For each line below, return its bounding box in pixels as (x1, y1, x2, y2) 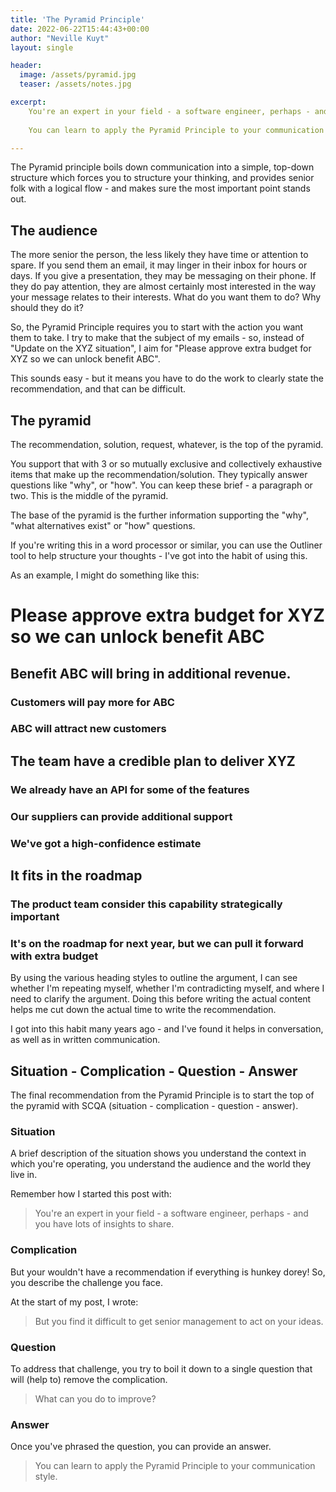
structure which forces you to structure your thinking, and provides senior (10, 172, 315, 184)
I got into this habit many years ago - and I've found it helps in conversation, (10, 1023, 324, 1035)
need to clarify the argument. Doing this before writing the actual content (10, 993, 312, 1005)
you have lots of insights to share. (34, 1218, 175, 1230)
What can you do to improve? (34, 1392, 157, 1405)
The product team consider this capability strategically (10, 897, 283, 911)
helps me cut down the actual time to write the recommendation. (10, 1004, 277, 1016)
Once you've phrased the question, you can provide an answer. (10, 1441, 272, 1453)
